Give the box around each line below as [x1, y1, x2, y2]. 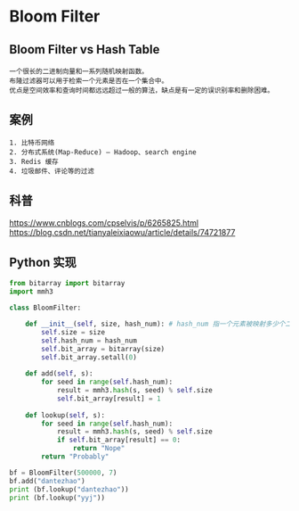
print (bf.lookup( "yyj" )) [9, 493, 105, 502]
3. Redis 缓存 [9, 157, 60, 166]
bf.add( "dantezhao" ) [9, 476, 86, 485]
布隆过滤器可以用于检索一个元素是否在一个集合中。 [9, 77, 169, 86]
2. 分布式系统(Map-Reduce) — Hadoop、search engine [9, 147, 198, 157]
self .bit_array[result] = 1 [56, 394, 162, 403]
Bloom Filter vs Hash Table [9, 42, 160, 57]
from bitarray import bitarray [9, 279, 125, 288]
